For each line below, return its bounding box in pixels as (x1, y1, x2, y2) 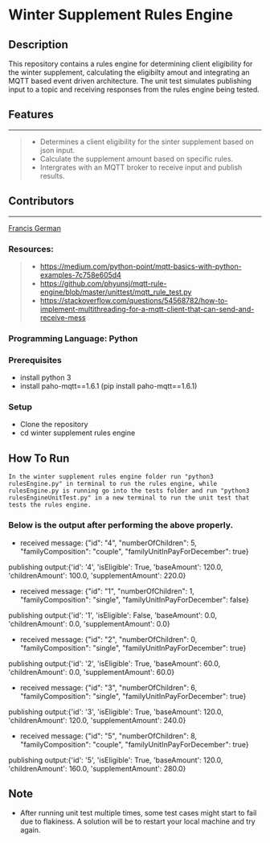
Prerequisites (8, 354, 62, 365)
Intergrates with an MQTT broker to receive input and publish (39, 162, 243, 172)
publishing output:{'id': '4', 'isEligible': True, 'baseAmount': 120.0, (8, 561, 223, 572)
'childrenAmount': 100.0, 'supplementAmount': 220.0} (8, 570, 186, 580)
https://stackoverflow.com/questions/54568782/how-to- (39, 295, 228, 305)
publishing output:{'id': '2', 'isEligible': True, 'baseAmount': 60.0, (8, 658, 221, 668)
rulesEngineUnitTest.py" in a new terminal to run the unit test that (8, 494, 250, 502)
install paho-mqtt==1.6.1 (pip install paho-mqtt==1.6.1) (19, 381, 198, 391)
